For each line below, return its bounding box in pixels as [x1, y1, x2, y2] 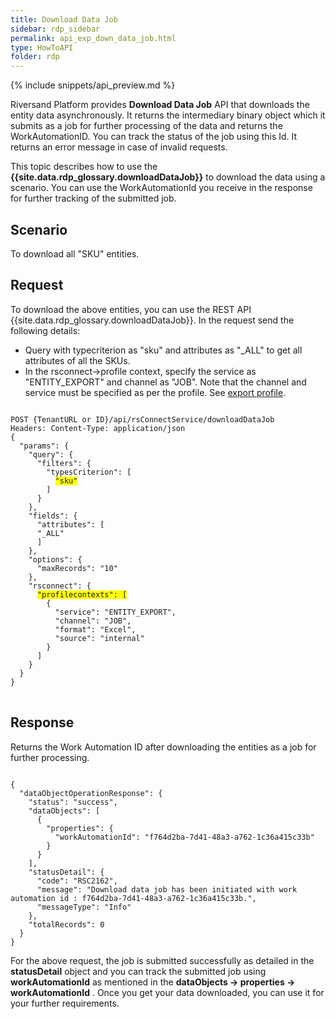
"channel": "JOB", [54, 616, 132, 626]
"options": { [28, 554, 83, 565]
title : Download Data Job [10, 14, 118, 25]
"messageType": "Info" [36, 902, 132, 912]
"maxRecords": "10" [36, 563, 118, 573]
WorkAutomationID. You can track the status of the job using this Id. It [10, 131, 298, 143]
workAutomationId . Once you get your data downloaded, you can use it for [10, 986, 325, 998]
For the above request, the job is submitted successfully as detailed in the [10, 954, 315, 966]
